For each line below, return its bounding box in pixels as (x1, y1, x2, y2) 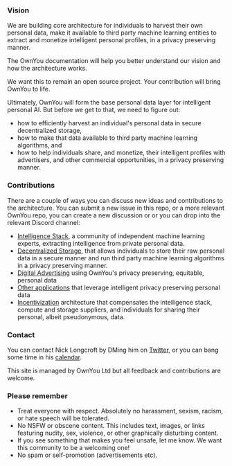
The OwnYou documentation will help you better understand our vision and (7, 57, 221, 65)
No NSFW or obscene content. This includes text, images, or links (17, 422, 206, 430)
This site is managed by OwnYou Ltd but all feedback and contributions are (7, 366, 222, 375)
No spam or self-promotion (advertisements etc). (17, 451, 158, 459)
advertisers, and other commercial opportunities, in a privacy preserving (17, 156, 224, 164)
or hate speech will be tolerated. (17, 414, 109, 422)
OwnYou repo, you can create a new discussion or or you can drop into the (7, 210, 221, 219)
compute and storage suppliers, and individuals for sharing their (17, 305, 201, 314)
